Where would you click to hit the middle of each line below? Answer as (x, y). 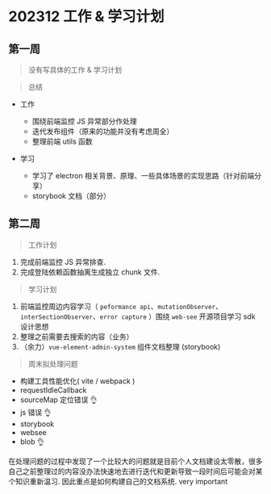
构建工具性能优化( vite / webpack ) (77, 381)
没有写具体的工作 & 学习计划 (75, 70)
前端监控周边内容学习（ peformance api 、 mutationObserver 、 (121, 306)
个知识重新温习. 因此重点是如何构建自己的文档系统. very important (118, 481)
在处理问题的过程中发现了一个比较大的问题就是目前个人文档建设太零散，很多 (135, 461)
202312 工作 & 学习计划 (86, 17)
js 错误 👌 (35, 412)
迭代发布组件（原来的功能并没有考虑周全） (103, 131)
